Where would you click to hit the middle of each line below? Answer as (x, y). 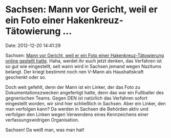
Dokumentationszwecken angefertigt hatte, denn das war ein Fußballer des (85, 92)
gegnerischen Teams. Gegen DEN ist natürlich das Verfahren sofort (76, 98)
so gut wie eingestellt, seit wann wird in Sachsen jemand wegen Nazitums (83, 66)
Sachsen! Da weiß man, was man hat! (45, 130)
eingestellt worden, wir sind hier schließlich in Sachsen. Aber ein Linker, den (85, 103)
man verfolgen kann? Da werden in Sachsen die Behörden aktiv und (77, 109)
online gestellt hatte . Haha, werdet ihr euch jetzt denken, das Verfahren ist (84, 61)
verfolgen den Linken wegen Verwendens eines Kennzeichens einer (77, 114)
